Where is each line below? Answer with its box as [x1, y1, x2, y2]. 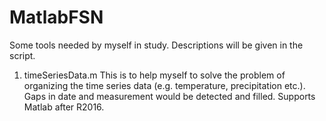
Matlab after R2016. [23, 101, 105, 113]
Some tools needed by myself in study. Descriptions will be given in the [9, 39, 304, 51]
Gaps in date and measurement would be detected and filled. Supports [23, 90, 316, 102]
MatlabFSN [9, 6, 104, 29]
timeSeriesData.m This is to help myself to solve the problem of [23, 69, 286, 81]
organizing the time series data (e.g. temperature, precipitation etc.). [23, 79, 306, 91]
